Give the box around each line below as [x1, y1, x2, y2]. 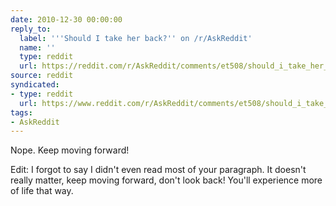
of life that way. [10, 185, 74, 197]
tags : [10, 107, 33, 118]
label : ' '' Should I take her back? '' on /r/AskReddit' [19, 33, 253, 43]
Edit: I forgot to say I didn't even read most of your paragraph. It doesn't [10, 164, 307, 176]
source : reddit [10, 71, 74, 81]
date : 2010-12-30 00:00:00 [10, 14, 123, 25]
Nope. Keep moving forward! [10, 144, 130, 156]
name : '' [19, 42, 56, 53]
